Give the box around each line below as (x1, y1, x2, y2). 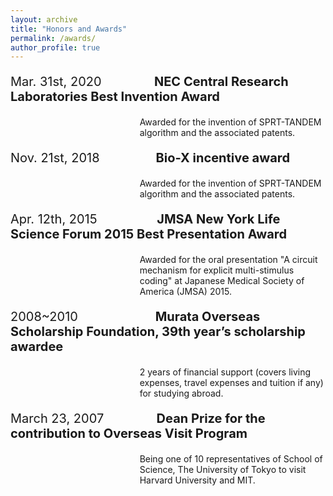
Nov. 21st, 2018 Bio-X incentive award (10, 150, 291, 166)
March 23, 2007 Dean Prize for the (10, 411, 266, 427)
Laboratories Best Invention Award (10, 89, 220, 105)
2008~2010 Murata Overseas (10, 309, 261, 325)
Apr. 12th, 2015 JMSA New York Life (10, 211, 281, 228)
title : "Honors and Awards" (10, 24, 128, 34)
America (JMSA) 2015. (139, 286, 232, 298)
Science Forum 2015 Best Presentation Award (10, 226, 288, 243)
